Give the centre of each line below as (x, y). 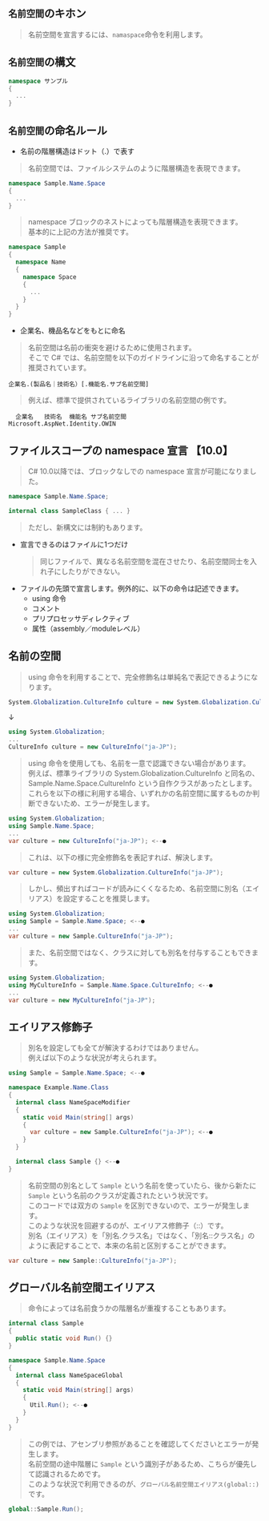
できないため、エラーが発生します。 (94, 804)
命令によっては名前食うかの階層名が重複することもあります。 (129, 1309)
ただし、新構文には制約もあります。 (87, 527)
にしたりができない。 (89, 571)
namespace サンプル (38, 81)
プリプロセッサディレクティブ (80, 618)
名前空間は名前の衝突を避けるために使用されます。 (112, 348)
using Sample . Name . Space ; (51, 826)
